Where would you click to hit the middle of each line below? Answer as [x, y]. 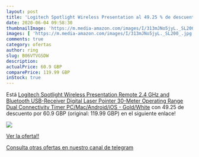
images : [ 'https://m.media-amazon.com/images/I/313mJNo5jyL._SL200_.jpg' [100, 34]
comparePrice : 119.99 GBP [38, 72]
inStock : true [24, 78]
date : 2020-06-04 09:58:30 [39, 23]
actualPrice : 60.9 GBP [34, 67]
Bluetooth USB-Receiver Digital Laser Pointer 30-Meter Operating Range [95, 101]
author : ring [22, 50]
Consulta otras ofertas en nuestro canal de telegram [70, 148]
